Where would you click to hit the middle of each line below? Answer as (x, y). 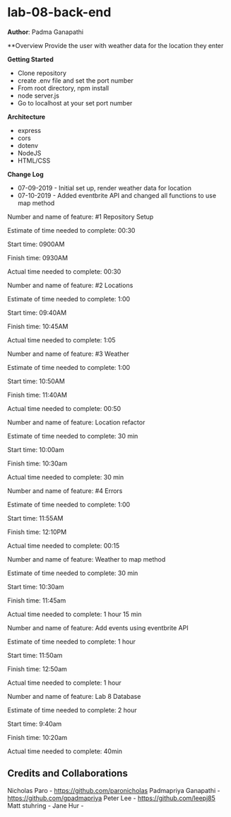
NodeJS (29, 153)
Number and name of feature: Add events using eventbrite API (98, 627)
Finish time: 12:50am (37, 668)
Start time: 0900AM (36, 244)
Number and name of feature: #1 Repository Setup (81, 216)
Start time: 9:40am (35, 724)
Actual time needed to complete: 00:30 (64, 271)
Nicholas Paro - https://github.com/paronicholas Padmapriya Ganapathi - (114, 790)
